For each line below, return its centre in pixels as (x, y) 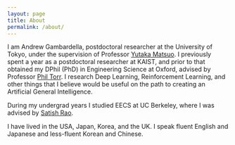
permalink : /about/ (36, 27)
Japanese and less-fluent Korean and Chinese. (75, 134)
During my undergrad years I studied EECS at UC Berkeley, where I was (111, 106)
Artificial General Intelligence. (50, 92)
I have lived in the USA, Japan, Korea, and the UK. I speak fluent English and (118, 127)
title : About (26, 20)
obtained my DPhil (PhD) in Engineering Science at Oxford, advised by (109, 69)
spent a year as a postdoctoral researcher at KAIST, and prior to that (106, 62)
